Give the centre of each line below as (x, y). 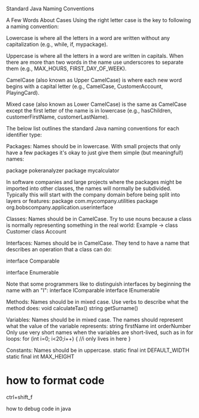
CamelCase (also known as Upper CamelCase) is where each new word (94, 80)
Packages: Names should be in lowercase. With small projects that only (94, 146)
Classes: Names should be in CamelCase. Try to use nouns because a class (99, 219)
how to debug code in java (39, 408)
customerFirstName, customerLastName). (58, 117)
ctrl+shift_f (19, 397)
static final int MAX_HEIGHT (40, 356)
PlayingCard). (23, 93)
